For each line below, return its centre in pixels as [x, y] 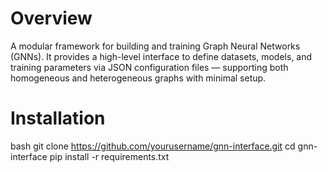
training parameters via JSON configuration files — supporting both [149, 67]
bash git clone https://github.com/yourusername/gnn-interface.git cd [153, 146]
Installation [58, 118]
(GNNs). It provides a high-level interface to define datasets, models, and [161, 56]
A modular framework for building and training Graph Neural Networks [155, 46]
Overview [51, 18]
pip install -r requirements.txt [109, 156]
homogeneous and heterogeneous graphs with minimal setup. [138, 78]
